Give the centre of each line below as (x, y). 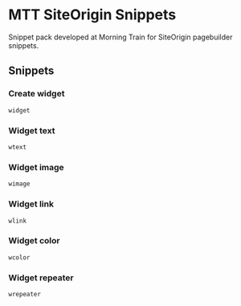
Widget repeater (41, 277)
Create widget (37, 94)
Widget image (36, 167)
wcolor (19, 257)
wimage (19, 184)
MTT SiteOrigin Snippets (92, 15)
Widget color (34, 241)
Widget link (31, 204)
